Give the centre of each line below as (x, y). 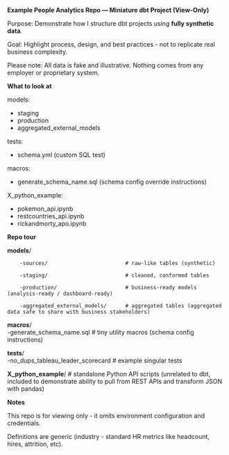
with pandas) (26, 389)
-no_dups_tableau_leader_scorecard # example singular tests (95, 360)
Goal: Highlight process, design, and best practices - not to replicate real (111, 44)
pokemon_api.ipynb (45, 209)
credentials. (24, 423)
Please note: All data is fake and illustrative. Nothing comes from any (105, 65)
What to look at (29, 86)
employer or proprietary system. (53, 73)
